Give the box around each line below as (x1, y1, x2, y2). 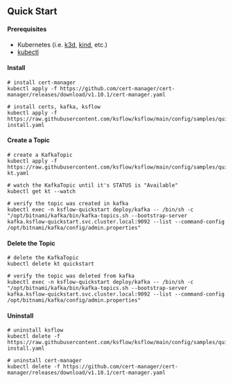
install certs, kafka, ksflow (13, 103, 101, 110)
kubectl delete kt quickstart (7, 260, 95, 268)
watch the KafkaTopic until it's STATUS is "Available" (13, 182, 178, 189)
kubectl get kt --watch (7, 188, 76, 195)
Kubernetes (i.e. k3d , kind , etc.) (17, 40, 107, 49)
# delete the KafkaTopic (7, 255, 79, 262)
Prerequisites (7, 24, 47, 33)
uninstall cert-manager (13, 357, 82, 364)
